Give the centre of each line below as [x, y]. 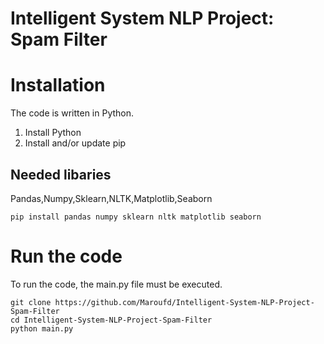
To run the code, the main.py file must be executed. [116, 284]
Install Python [53, 133]
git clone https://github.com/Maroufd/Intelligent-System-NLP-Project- [162, 302]
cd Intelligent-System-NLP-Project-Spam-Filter [111, 320]
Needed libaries [61, 174]
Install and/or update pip [75, 143]
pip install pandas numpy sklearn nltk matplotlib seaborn [136, 217]
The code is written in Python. [72, 113]
